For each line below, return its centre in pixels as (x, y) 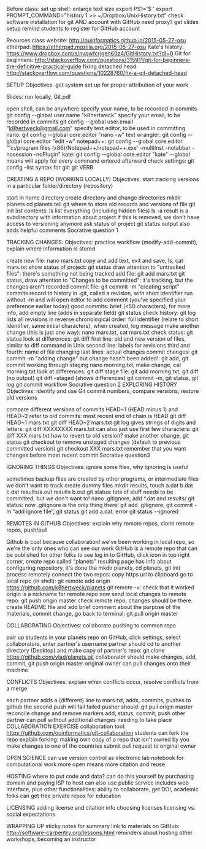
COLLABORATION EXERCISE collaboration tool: (66, 726)
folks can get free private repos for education (64, 796)
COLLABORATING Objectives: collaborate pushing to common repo (91, 625)
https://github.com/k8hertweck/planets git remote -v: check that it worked (100, 587)
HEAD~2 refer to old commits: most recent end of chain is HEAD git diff (96, 416)
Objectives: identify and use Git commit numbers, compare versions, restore (103, 391)
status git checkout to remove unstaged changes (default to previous (93, 442)
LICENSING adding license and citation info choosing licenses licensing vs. (101, 808)
